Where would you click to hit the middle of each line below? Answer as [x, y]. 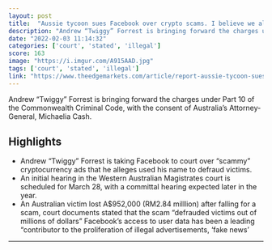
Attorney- [245, 108]
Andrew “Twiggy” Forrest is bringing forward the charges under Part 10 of [132, 99]
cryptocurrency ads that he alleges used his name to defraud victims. [136, 170]
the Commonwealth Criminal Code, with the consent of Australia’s [118, 108]
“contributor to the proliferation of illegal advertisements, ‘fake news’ [134, 230]
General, [23, 116]
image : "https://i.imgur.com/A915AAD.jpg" [81, 61]
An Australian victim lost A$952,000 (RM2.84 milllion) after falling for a [138, 204]
